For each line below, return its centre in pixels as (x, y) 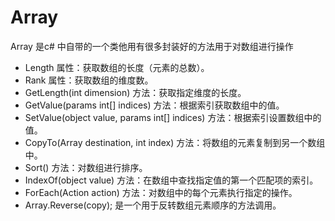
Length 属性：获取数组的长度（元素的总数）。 (117, 67)
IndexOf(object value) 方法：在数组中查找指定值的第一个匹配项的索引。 (171, 180)
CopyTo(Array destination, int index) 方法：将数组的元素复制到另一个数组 (175, 142)
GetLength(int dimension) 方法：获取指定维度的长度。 (135, 92)
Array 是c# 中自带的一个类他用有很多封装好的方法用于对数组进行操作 (152, 46)
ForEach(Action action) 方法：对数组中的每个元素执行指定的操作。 (161, 192)
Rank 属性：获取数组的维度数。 (89, 80)
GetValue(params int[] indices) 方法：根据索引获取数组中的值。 (154, 105)
